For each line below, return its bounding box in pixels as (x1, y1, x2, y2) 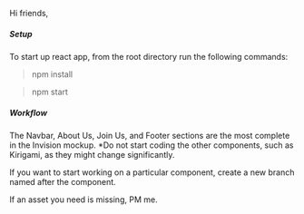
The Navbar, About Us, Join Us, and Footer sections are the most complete (9, 130, 290, 141)
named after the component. (9, 176, 116, 187)
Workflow (9, 107, 48, 118)
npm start (31, 86, 68, 97)
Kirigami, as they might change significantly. (9, 149, 175, 160)
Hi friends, (9, 8, 49, 18)
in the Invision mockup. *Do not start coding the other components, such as (9, 140, 294, 151)
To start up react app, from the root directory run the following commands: (9, 51, 289, 62)
